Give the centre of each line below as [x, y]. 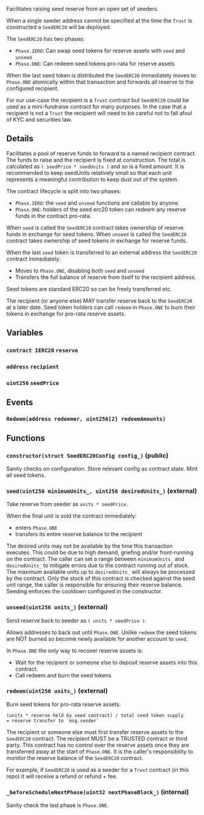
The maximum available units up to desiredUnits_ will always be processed [101, 572]
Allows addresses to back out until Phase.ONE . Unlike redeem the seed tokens [101, 632]
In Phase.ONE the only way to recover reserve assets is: [75, 651]
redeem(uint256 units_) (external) [57, 691]
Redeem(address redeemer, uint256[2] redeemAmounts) [86, 419]
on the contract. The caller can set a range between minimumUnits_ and [95, 559]
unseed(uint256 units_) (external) [57, 607]
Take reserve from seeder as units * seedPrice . [67, 504]
